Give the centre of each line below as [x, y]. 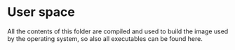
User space [41, 12]
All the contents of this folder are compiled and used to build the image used [118, 31]
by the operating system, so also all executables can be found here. [105, 38]
